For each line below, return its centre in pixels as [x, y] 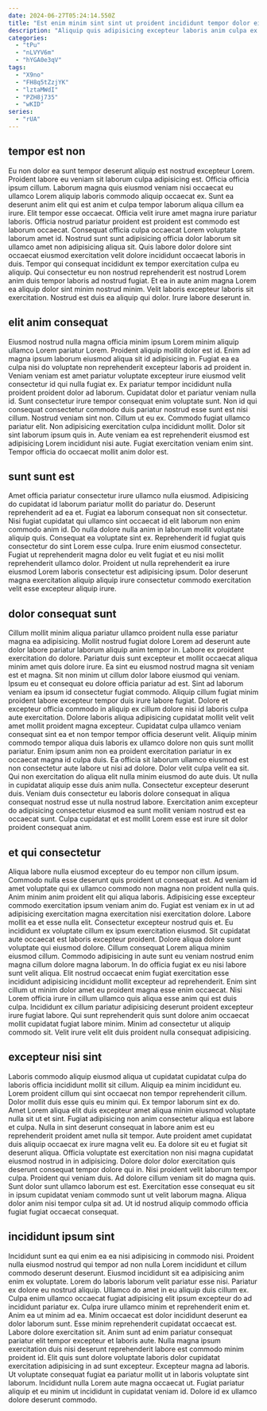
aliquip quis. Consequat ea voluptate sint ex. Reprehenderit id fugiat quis [127, 538]
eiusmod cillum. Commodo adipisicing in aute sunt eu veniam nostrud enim [131, 956]
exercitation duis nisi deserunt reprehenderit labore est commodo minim [126, 1349]
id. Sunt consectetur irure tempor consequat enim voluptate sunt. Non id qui [133, 401]
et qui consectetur [55, 852]
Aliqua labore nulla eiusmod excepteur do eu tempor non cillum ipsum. [124, 871]
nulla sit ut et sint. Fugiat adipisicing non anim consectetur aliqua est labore [131, 1118]
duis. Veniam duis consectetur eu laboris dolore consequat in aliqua [119, 793]
